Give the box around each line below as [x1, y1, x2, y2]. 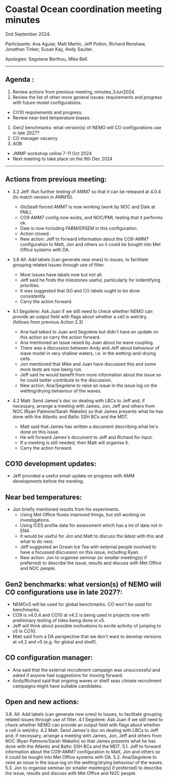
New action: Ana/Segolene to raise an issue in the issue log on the [20, 382, 157, 388]
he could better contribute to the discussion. [20, 377, 112, 383]
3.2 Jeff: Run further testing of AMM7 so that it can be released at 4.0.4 [12, 188, 161, 194]
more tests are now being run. [20, 366, 82, 372]
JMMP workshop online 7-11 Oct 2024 [12, 150, 92, 156]
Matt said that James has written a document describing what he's [20, 423, 158, 429]
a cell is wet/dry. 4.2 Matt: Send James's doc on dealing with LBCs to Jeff [5, 727, 158, 733]
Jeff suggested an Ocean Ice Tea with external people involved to [20, 544, 157, 550]
